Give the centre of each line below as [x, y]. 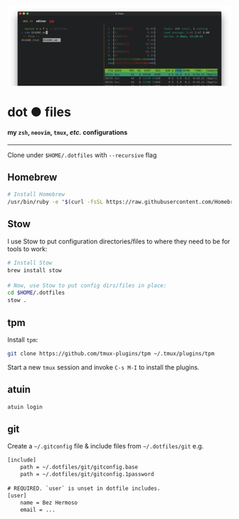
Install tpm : [23, 340]
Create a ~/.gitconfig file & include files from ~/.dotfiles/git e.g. [106, 446]
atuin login [25, 407]
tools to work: [27, 248]
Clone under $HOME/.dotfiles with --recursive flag [82, 154]
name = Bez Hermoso [49, 503]
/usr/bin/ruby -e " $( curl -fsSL [55, 202]
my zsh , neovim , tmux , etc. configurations [68, 132]
